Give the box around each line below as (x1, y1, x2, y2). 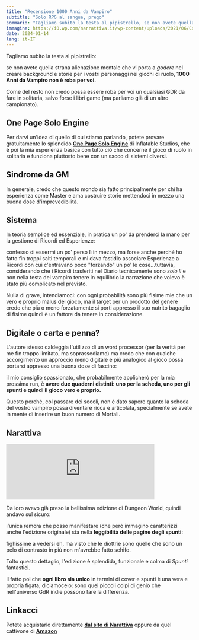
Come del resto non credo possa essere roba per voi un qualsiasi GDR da (6, 88, 185, 95)
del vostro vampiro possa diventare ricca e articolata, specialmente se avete (6, 405, 192, 412)
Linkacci (6, 606, 38, 616)
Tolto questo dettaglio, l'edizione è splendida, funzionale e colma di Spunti (6, 558, 188, 565)
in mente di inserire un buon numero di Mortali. (6, 410, 120, 418)
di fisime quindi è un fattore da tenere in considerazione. (6, 311, 144, 318)
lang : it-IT (6, 36, 36, 42)
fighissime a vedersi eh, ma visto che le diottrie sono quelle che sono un (6, 540, 182, 547)
